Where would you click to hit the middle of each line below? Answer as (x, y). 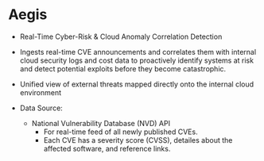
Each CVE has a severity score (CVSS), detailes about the (138, 140)
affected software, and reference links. (107, 148)
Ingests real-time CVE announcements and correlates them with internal (138, 52)
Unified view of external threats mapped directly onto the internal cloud (137, 84)
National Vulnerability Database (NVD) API (101, 123)
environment (41, 92)
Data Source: (41, 108)
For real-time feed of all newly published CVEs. (120, 132)
